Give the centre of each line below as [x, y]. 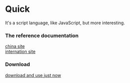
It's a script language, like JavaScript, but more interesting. [65, 23]
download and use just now [33, 75]
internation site [20, 52]
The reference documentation [42, 36]
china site [15, 46]
